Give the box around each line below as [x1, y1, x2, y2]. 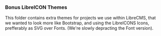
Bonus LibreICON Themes [5, 4, 67, 11]
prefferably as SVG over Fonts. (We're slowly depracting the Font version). [5, 25, 154, 31]
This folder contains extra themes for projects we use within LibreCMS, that [5, 15, 156, 21]
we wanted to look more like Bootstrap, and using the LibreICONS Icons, [5, 20, 149, 26]
